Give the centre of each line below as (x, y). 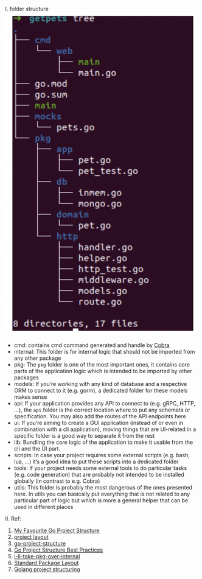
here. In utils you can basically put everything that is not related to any (102, 494)
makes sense (30, 397)
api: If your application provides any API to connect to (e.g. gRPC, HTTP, (104, 404)
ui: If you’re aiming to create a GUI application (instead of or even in (99, 423)
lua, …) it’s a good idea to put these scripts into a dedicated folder (96, 461)
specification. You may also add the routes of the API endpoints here (100, 416)
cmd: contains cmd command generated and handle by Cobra (92, 345)
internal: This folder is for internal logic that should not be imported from (104, 352)
